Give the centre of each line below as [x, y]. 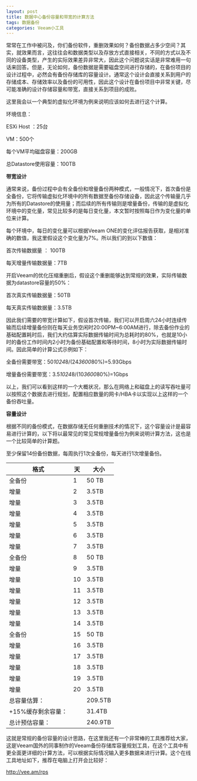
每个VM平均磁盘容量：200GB [42, 152]
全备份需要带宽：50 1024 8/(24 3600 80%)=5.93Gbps [69, 362]
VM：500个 [20, 139]
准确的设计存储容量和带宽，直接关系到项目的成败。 [78, 89]
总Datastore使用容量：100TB [41, 164]
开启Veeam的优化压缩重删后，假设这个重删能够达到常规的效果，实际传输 [94, 276]
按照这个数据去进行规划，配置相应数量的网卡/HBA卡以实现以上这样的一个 [100, 394]
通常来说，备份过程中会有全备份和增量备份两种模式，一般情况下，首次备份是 [98, 189]
